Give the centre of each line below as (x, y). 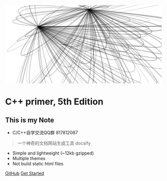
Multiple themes (29, 158)
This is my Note (30, 120)
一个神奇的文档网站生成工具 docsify (54, 143)
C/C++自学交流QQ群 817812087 (45, 133)
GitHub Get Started (25, 173)
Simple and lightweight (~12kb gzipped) (53, 153)
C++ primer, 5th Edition (54, 102)
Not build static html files (38, 164)
